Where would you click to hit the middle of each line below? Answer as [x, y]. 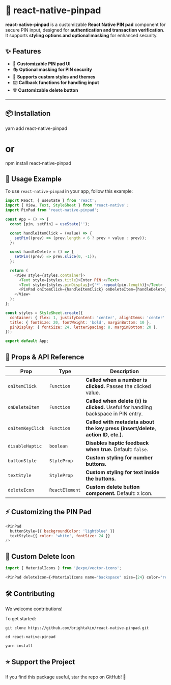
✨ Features [23, 51]
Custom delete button [113, 487]
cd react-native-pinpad [31, 637]
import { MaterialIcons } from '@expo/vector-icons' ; [64, 568]
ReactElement [65, 490]
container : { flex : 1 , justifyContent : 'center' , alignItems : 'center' [88, 318]
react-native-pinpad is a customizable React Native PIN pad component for [85, 24]
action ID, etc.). [104, 434]
